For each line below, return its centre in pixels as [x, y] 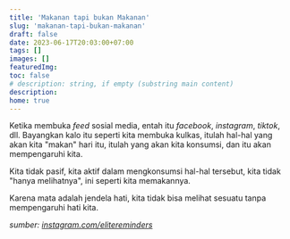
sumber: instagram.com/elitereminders [81, 225]
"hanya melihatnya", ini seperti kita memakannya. [100, 181]
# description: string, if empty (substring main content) [122, 84]
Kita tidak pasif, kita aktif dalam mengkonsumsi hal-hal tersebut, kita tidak [145, 171]
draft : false [34, 34]
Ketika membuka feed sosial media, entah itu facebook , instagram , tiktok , [145, 126]
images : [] [30, 59]
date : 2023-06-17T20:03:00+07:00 [72, 42]
